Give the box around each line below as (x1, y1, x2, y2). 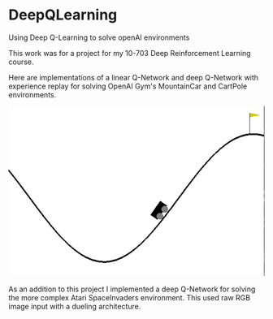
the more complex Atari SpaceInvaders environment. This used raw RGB (8, 293, 250, 303)
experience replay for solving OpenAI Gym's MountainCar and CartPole (8, 81, 248, 91)
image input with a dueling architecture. (8, 302, 141, 312)
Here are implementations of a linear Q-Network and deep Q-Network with (8, 72, 258, 82)
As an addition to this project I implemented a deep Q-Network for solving (8, 284, 256, 294)
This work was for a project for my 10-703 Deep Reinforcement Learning (8, 48, 251, 58)
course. (8, 57, 34, 67)
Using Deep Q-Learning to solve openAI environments (8, 32, 190, 42)
